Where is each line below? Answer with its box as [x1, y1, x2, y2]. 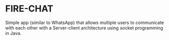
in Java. [5, 30, 22, 36]
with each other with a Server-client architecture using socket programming [5, 24, 163, 30]
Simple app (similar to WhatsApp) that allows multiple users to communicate [5, 19, 164, 25]
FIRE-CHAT [5, 3, 54, 14]
